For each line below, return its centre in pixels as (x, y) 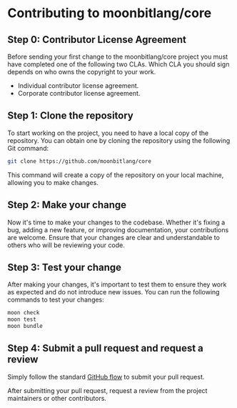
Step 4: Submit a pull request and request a (105, 348)
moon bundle (25, 327)
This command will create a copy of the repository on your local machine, (116, 175)
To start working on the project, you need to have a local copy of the (108, 133)
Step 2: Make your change (67, 205)
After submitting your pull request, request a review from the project (107, 390)
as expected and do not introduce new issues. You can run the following (114, 292)
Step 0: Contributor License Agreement (97, 40)
